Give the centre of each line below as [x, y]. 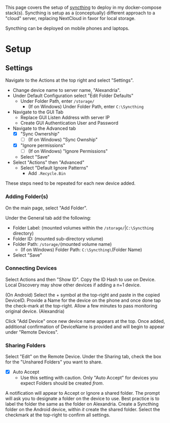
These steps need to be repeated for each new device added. [70, 183]
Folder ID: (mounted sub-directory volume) [58, 239]
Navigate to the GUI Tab [38, 112]
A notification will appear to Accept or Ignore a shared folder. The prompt [83, 393]
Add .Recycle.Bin [47, 174]
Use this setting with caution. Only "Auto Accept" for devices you [89, 378]
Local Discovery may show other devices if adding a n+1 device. [73, 285]
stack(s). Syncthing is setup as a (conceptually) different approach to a [80, 13]
